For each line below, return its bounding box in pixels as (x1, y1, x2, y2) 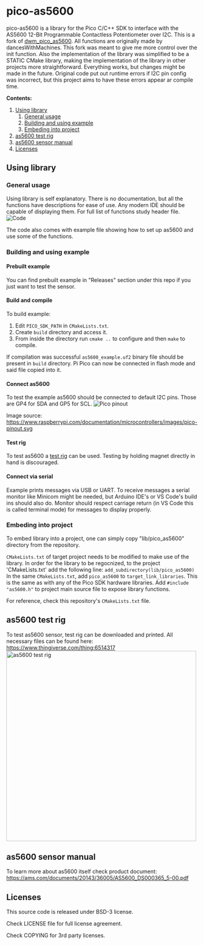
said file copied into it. (6, 366, 62, 373)
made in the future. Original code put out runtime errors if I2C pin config (6, 69, 187, 77)
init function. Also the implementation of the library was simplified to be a (6, 50, 189, 57)
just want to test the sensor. (6, 283, 76, 290)
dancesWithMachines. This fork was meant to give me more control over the (6, 44, 197, 51)
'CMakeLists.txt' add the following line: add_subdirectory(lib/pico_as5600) (6, 566, 195, 573)
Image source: (6, 412, 42, 420)
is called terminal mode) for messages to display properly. (6, 505, 152, 513)
